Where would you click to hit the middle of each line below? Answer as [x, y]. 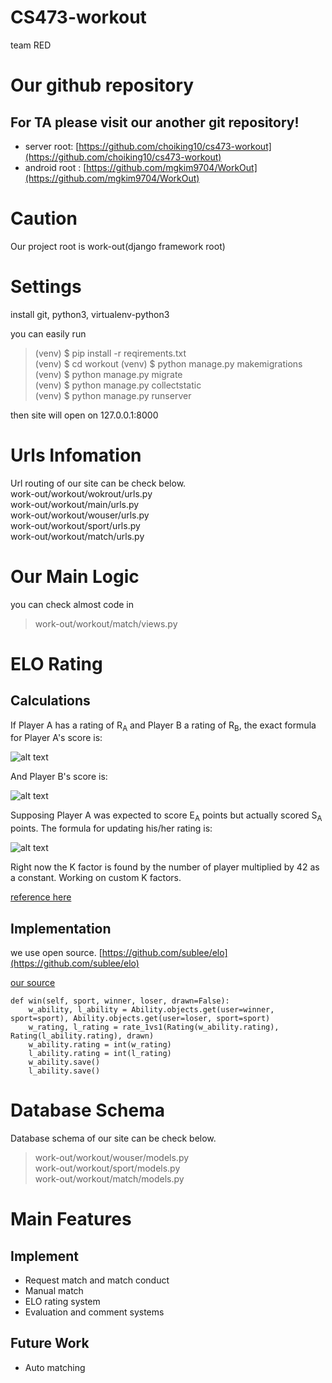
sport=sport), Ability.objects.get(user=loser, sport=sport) [140, 1019]
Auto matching [55, 1367]
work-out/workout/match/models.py [109, 1179]
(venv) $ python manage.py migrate [108, 374]
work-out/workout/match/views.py [106, 623]
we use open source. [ [56, 953]
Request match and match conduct [97, 1280]
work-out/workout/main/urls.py [75, 504]
